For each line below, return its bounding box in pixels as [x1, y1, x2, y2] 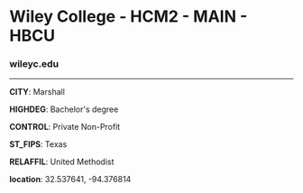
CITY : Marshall [9, 87, 66, 97]
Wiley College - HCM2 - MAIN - [9, 6, 248, 27]
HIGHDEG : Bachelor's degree [9, 104, 119, 115]
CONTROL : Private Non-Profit [9, 122, 121, 133]
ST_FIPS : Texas [9, 139, 68, 150]
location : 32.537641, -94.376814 [9, 174, 132, 185]
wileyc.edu [9, 58, 60, 70]
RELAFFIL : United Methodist [9, 156, 115, 168]
